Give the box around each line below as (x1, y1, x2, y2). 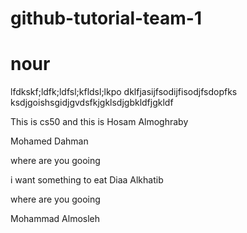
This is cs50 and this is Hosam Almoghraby (10, 116, 189, 128)
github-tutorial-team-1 (10, 7, 203, 30)
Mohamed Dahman (10, 135, 89, 147)
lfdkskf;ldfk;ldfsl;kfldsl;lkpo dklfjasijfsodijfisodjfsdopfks (10, 86, 238, 98)
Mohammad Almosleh (10, 213, 101, 225)
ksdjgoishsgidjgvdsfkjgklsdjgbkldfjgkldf (10, 97, 174, 109)
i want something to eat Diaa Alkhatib (10, 174, 164, 186)
